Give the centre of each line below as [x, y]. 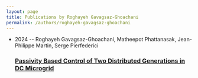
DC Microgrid [34, 69]
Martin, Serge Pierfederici [67, 45]
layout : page [22, 12]
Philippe [25, 45]
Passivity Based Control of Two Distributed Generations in [100, 61]
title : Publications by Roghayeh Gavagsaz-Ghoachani [72, 17]
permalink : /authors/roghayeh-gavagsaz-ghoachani [69, 22]
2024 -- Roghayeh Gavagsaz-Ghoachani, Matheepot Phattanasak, [95, 40]
